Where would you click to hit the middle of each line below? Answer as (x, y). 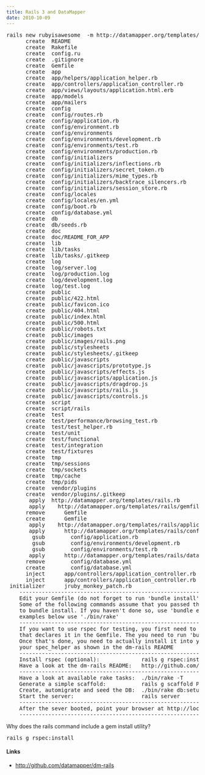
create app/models (55, 96)
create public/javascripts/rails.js (82, 390)
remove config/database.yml (79, 561)
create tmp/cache (53, 476)
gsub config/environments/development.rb (106, 543)
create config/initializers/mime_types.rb (92, 176)
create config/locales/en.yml (72, 200)
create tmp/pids (51, 482)
